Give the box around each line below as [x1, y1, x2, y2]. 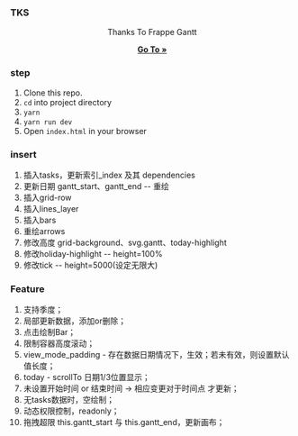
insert [10, 148, 37, 160]
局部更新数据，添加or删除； [23, 315, 127, 326]
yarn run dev [23, 117, 73, 127]
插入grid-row [23, 192, 72, 203]
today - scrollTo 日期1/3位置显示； [23, 372, 151, 383]
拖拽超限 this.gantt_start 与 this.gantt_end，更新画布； [23, 417, 225, 428]
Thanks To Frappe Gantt [107, 27, 197, 38]
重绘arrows [23, 225, 66, 236]
